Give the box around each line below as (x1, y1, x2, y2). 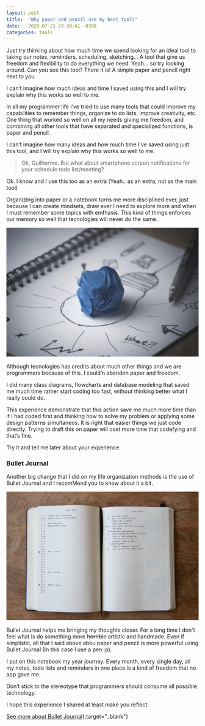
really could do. (6, 394, 46, 401)
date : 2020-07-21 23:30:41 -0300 (6, 23, 97, 29)
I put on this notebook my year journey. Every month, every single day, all (6, 658, 191, 665)
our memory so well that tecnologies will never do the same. (6, 215, 158, 223)
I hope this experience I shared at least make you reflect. (6, 701, 149, 708)
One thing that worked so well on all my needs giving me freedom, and (6, 116, 184, 124)
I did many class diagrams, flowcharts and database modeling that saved (6, 381, 190, 388)
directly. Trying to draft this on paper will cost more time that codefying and (6, 425, 196, 433)
